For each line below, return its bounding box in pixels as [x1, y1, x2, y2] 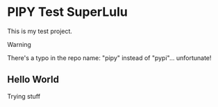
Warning [7, 40, 31, 48]
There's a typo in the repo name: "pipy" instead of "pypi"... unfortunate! [7, 53, 212, 62]
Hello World [7, 74, 59, 86]
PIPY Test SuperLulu [7, 4, 128, 20]
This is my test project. [7, 27, 73, 35]
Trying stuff [7, 92, 40, 100]
